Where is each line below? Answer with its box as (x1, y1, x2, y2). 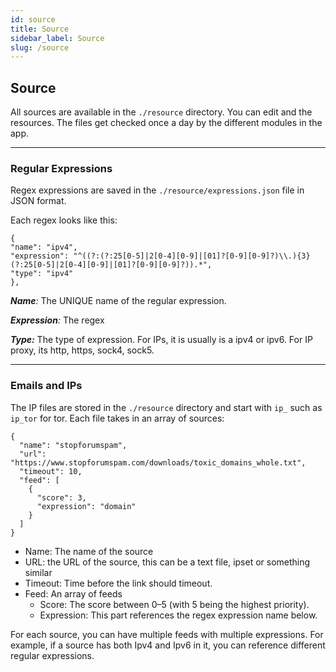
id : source (10, 14, 56, 25)
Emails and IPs (10, 379, 83, 393)
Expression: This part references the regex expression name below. (39, 609, 318, 621)
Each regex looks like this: (10, 214, 118, 226)
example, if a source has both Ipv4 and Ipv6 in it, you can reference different (10, 639, 326, 651)
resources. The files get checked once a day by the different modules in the (10, 117, 323, 129)
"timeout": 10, (19, 466, 83, 476)
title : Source (10, 24, 70, 34)
